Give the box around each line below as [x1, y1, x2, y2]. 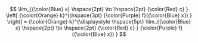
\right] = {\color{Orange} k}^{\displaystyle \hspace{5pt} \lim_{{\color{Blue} [7, 18, 191, 25]
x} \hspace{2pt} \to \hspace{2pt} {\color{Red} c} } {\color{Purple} [15, 24, 178, 31]
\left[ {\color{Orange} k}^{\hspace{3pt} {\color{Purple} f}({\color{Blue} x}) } [5, 12, 193, 19]
